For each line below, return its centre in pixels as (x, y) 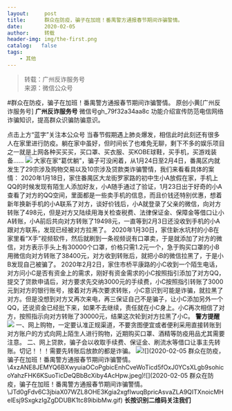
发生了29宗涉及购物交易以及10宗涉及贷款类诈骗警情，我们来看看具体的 (108, 169)
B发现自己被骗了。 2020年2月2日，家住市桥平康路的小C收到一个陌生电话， (114, 264)
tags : (15, 53)
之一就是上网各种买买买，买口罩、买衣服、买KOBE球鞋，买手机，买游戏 (109, 152)
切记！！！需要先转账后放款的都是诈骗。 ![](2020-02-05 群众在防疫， (122, 351)
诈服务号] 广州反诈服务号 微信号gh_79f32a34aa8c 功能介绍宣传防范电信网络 (115, 111)
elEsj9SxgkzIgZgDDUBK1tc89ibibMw (59, 400)
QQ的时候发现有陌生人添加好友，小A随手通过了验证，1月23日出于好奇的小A (115, 186)
